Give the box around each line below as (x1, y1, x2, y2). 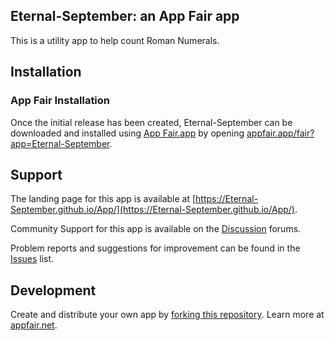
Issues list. (10, 253, 55, 265)
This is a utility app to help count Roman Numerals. (10, 34, 220, 46)
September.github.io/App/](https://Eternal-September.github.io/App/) (10, 204, 295, 216)
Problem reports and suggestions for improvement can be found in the (10, 242, 301, 254)
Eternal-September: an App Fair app (10, 8, 240, 25)
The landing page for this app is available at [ (10, 193, 197, 205)
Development (10, 282, 97, 299)
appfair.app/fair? (246, 127, 315, 139)
